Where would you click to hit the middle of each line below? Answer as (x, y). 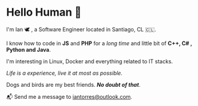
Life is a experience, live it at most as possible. (64, 73)
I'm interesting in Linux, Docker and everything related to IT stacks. (90, 61)
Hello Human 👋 (44, 12)
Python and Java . (29, 49)
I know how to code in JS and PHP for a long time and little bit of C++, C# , (99, 43)
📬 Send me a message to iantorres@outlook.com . (69, 96)
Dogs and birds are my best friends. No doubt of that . (73, 84)
